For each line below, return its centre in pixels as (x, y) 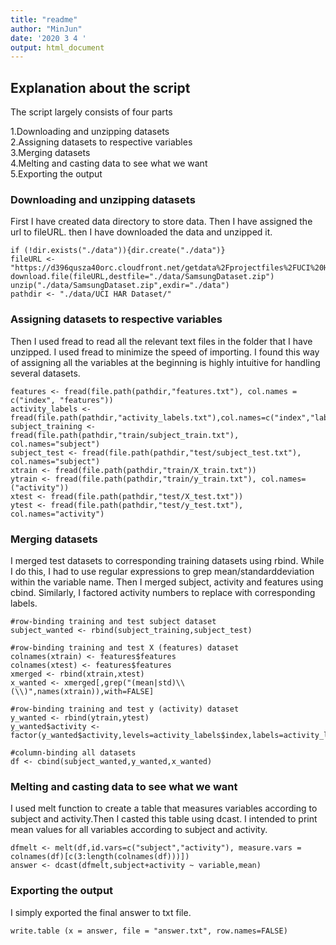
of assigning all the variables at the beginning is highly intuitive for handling (165, 362)
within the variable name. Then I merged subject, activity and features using (167, 582)
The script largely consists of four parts (91, 112)
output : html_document (57, 47)
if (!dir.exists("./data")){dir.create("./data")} (118, 251)
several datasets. (45, 373)
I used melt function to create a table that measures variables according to (164, 808)
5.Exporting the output (56, 174)
